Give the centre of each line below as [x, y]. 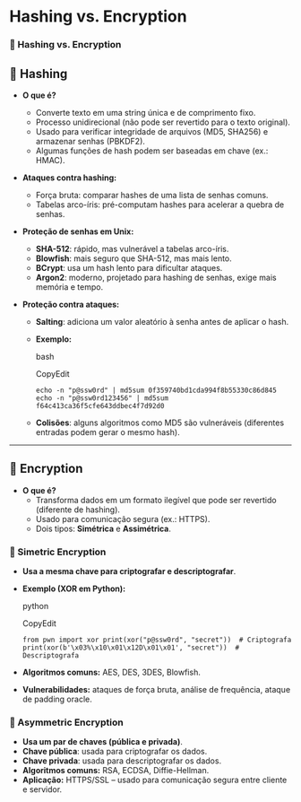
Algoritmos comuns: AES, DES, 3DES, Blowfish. [112, 672]
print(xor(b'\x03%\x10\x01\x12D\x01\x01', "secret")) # [131, 648]
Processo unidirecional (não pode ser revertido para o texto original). [163, 122]
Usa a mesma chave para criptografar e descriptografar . [129, 571]
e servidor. [42, 789]
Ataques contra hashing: [69, 178]
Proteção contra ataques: [71, 304]
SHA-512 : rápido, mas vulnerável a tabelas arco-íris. [132, 248]
